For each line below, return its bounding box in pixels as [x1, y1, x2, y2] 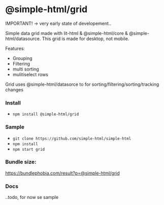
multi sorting [12, 66, 39, 72]
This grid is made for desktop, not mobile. [42, 36, 129, 42]
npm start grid [12, 147, 45, 152]
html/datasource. [5, 36, 41, 42]
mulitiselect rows [12, 71, 48, 77]
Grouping [12, 55, 32, 61]
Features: [5, 45, 25, 51]
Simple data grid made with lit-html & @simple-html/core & [5, 30, 128, 36]
